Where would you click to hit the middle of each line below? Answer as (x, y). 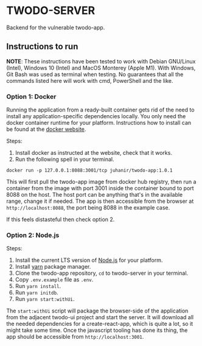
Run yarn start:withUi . (45, 299)
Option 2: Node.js (33, 235)
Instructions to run (42, 47)
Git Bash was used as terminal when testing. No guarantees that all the (95, 74)
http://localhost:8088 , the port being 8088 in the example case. (88, 208)
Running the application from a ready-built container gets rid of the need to (100, 110)
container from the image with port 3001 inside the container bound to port (100, 188)
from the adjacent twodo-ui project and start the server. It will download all (100, 317)
